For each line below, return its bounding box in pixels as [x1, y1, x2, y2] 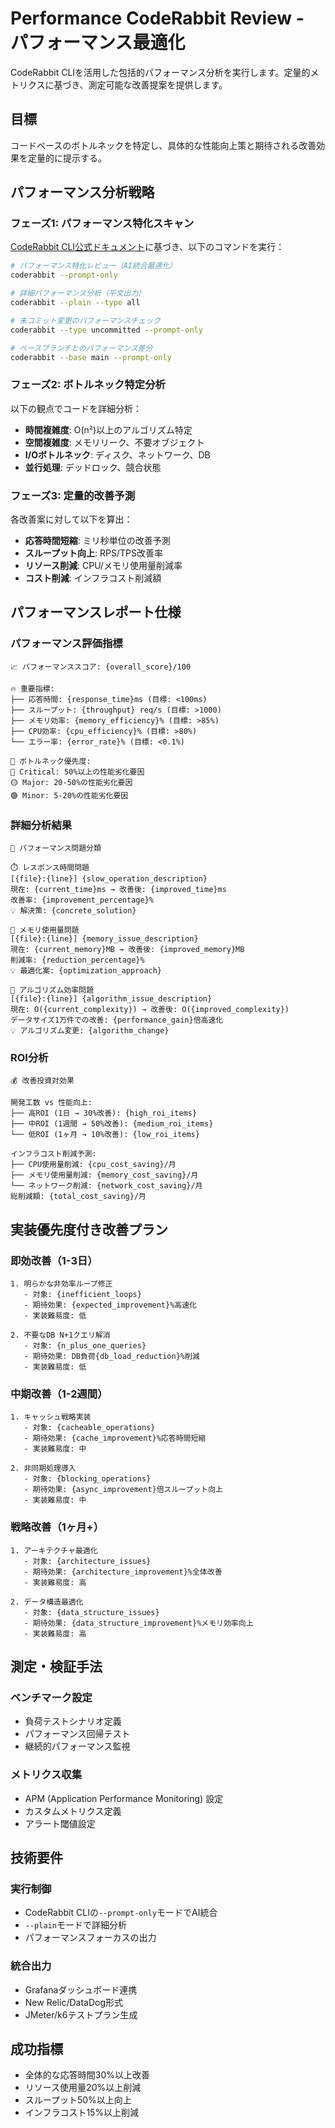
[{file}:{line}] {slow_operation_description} [10, 874, 208, 884]
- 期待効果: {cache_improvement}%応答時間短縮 [23, 1433, 207, 1444]
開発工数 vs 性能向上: [10, 1098, 93, 1108]
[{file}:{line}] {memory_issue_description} [10, 934, 199, 944]
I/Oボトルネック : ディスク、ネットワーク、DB [24, 448, 211, 461]
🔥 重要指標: [10, 683, 55, 694]
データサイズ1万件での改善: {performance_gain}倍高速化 [10, 1015, 224, 1026]
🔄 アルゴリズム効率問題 [10, 985, 94, 996]
